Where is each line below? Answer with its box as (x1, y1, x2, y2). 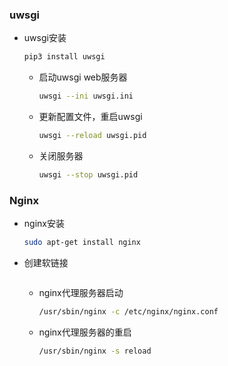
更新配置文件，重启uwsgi (38, 111, 143, 123)
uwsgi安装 (23, 32, 67, 44)
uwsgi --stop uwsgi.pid (38, 169, 139, 180)
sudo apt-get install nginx (23, 238, 141, 248)
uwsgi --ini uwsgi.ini (38, 91, 134, 102)
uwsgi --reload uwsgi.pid (38, 131, 147, 141)
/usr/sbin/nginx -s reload (38, 346, 152, 356)
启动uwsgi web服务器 (38, 71, 128, 83)
